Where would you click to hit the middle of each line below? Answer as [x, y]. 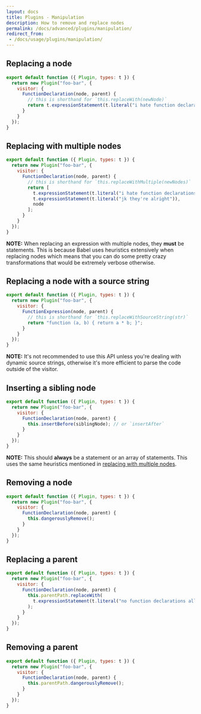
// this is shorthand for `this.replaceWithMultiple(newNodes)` [109, 182]
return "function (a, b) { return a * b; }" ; [86, 323]
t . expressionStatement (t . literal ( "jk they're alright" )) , [106, 199]
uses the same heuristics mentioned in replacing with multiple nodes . [92, 464]
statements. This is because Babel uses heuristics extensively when [90, 250]
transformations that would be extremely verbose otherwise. [81, 262]
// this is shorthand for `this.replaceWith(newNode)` [98, 100]
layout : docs [22, 12]
